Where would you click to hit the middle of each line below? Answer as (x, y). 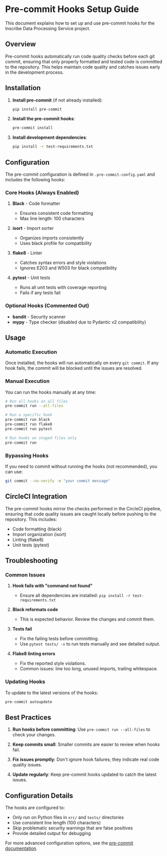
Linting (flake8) (28, 539)
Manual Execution (27, 381)
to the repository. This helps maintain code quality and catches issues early (83, 67)
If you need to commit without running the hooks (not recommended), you (81, 466)
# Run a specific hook (29, 415)
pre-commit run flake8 (29, 424)
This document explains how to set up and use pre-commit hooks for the (80, 23)
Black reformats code (35, 610)
